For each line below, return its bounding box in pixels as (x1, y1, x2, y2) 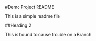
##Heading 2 (5, 22, 32, 28)
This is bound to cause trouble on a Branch (5, 32, 92, 37)
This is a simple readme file (5, 13, 60, 19)
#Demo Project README (5, 4, 55, 10)
